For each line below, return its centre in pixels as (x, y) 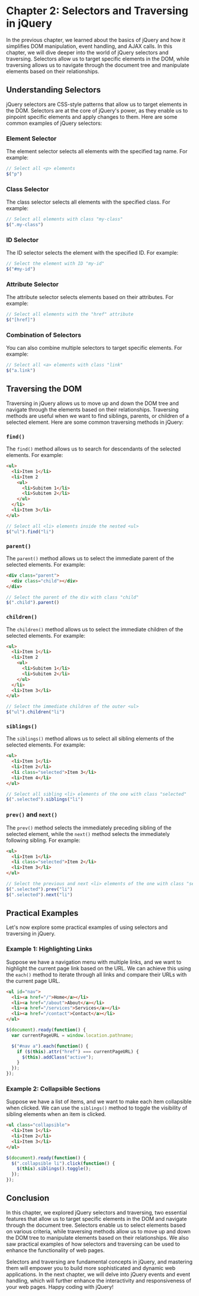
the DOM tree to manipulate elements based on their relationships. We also (97, 1237)
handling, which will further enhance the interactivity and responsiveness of (99, 1281)
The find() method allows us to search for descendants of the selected (94, 449)
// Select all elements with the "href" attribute (70, 314)
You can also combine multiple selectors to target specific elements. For (94, 348)
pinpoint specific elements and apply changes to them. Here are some (92, 117)
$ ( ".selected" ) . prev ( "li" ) (39, 889)
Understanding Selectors (54, 90)
